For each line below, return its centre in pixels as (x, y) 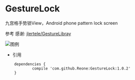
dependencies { (30, 64)
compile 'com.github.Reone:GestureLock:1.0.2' (81, 68)
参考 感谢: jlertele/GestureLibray (38, 33)
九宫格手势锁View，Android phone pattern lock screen (61, 23)
